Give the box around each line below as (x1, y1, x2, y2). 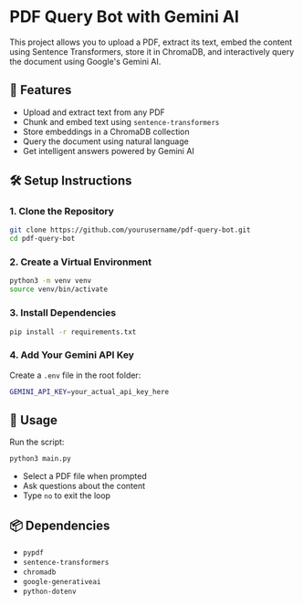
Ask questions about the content (22, 481, 146, 492)
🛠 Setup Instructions (9, 173, 132, 189)
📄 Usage (9, 412, 57, 428)
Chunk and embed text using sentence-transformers (22, 116, 220, 127)
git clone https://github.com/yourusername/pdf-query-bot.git (9, 225, 251, 235)
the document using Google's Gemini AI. (9, 56, 162, 67)
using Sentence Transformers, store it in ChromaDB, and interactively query (9, 46, 295, 57)
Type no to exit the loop (22, 490, 111, 501)
